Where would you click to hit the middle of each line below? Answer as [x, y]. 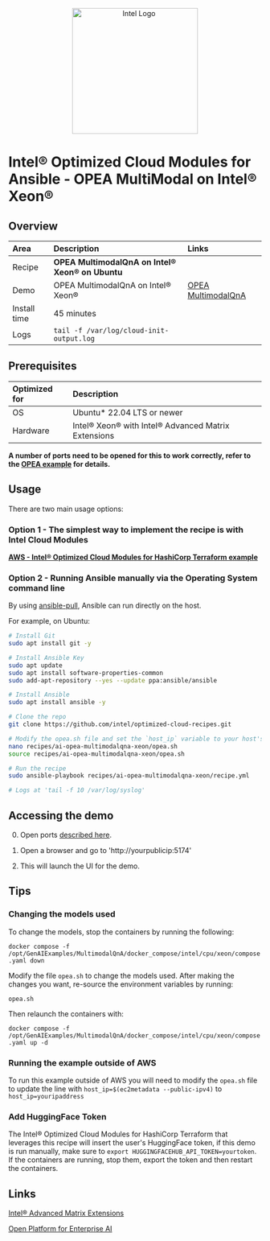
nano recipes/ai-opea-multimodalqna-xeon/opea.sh [93, 746]
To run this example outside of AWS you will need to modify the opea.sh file [133, 1080]
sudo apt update [35, 665]
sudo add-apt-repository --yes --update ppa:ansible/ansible [113, 680]
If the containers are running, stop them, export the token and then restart [131, 1160]
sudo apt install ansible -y [57, 703]
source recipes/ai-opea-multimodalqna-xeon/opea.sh [96, 754]
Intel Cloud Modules [48, 539]
